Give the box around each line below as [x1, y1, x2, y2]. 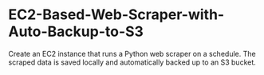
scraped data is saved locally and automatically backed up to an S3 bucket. [8, 57, 257, 67]
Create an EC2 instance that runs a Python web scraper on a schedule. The [8, 49, 257, 58]
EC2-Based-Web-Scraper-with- [8, 6, 225, 24]
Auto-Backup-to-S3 [8, 22, 144, 41]
